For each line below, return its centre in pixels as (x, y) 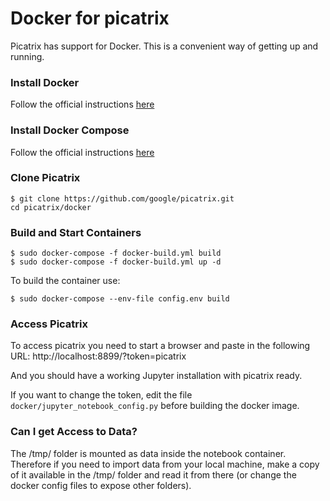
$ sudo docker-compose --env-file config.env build (120, 299)
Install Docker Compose (70, 130)
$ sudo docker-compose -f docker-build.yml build (116, 253)
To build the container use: (65, 281)
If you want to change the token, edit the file (101, 395)
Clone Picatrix (45, 178)
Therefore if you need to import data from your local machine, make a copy (165, 464)
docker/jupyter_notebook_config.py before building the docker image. (155, 406)
